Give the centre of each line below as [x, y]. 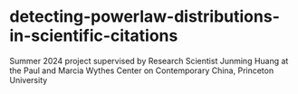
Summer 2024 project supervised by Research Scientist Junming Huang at [149, 61]
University [29, 80]
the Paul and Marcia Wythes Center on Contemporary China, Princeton [142, 70]
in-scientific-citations [94, 36]
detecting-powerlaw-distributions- [145, 17]
